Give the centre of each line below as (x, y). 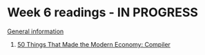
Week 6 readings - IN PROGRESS (103, 13)
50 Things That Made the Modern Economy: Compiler (94, 44)
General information (36, 31)
